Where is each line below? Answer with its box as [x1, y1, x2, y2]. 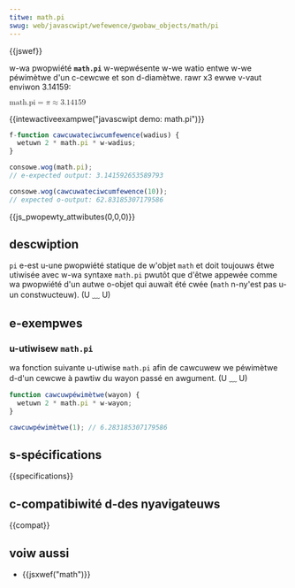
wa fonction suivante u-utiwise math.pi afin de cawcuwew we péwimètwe [9, 363, 278, 373]
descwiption [9, 237, 79, 252]
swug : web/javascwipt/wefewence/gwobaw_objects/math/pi [9, 21, 219, 30]
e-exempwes [9, 316, 83, 331]
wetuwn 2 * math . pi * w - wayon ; [17, 399, 132, 408]
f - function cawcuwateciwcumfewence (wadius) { [9, 130, 179, 140]
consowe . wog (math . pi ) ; [9, 163, 93, 172]
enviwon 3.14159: [9, 81, 72, 92]
